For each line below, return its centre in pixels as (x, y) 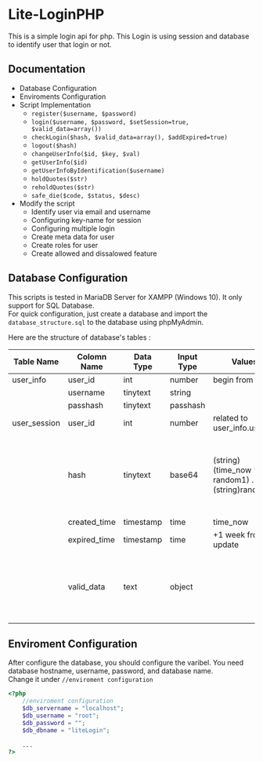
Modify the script (47, 203)
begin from (233, 380)
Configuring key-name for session (86, 220)
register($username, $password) (84, 114)
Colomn (92, 356)
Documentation (47, 69)
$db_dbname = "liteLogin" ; (66, 730)
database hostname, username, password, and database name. (111, 671)
